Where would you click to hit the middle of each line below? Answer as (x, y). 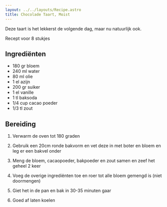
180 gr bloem (26, 66)
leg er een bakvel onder (37, 151)
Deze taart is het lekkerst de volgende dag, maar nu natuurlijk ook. (74, 28)
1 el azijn (21, 82)
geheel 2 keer (26, 166)
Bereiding (20, 124)
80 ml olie (23, 77)
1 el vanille (23, 92)
